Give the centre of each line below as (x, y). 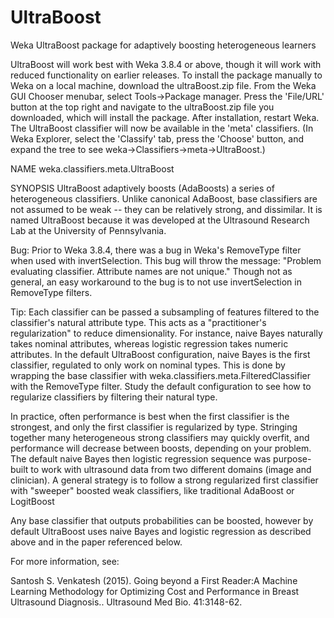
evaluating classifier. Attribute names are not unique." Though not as (151, 271)
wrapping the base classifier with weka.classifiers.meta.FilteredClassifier (160, 375)
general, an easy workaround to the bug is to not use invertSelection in (156, 282)
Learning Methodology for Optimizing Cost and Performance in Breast (155, 591)
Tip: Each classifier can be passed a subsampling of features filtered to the (165, 312)
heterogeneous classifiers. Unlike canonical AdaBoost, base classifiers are (164, 198)
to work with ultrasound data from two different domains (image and (171, 469)
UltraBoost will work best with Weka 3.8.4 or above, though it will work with (166, 64)
